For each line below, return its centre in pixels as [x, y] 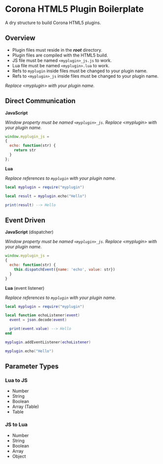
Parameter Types [32, 367]
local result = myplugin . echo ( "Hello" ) [46, 196]
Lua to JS [16, 380]
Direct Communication [41, 101]
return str [25, 150]
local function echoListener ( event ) [42, 315]
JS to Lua [16, 425]
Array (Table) [26, 407]
